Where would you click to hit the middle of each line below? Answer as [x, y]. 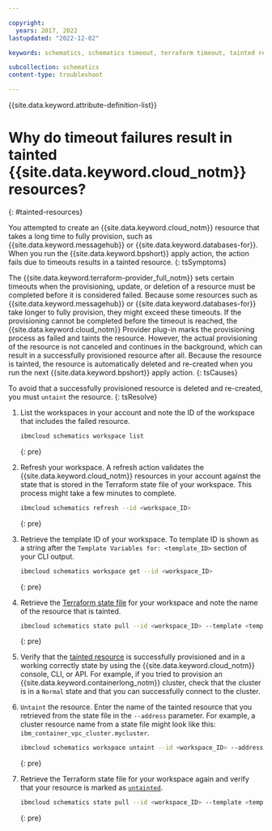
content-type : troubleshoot [56, 75]
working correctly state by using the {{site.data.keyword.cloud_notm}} [137, 666]
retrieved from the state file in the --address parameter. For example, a [138, 716]
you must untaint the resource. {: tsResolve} [83, 396]
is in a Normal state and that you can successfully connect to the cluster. [140, 692]
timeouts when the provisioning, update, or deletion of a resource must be [132, 286]
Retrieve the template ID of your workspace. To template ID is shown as [139, 539]
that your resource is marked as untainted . [91, 788]
